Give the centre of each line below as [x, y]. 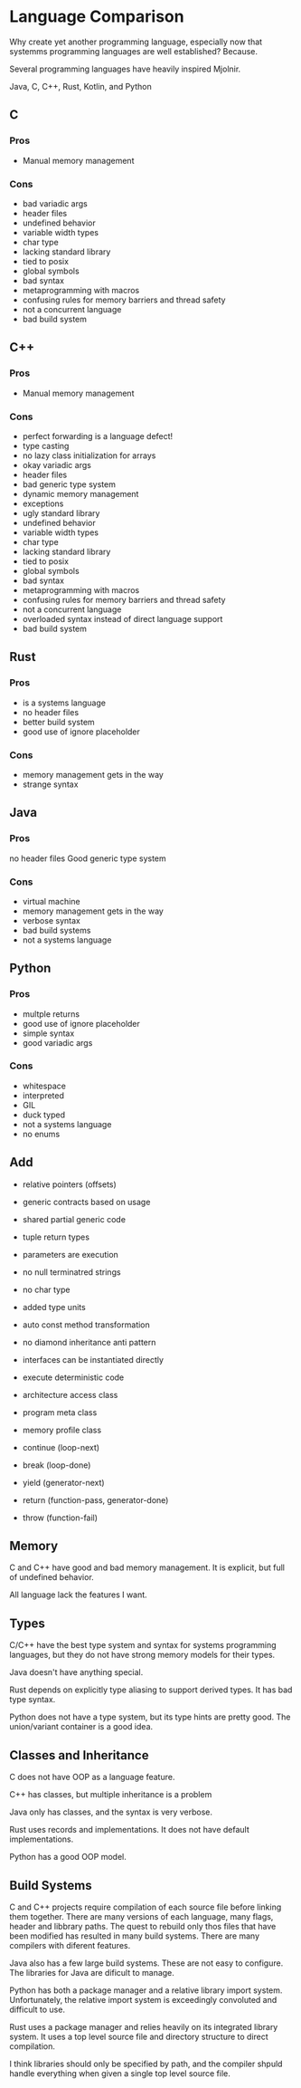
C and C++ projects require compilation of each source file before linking [146, 1907]
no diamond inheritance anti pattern [89, 1342]
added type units [54, 1307]
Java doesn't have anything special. [76, 1672]
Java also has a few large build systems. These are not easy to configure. [146, 1963]
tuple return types [56, 1237]
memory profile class [62, 1430]
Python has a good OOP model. [68, 1857]
